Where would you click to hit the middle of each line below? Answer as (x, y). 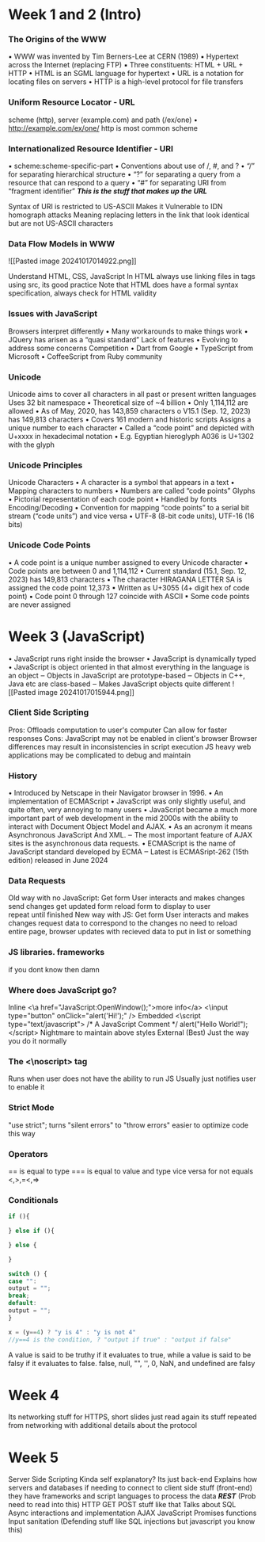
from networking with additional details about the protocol (103, 1426)
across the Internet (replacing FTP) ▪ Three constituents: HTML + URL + (126, 65)
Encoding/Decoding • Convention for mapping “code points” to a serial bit (129, 508)
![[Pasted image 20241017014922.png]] (72, 261)
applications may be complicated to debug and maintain (100, 755)
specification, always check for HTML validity (82, 293)
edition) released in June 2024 (58, 861)
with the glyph (32, 445)
